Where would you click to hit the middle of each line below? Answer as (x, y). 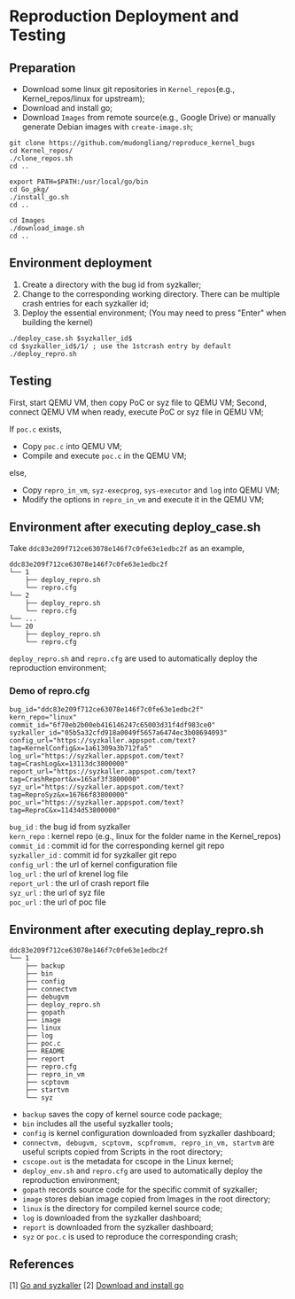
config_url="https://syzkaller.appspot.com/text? (103, 740)
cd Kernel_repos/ (41, 151)
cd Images (27, 221)
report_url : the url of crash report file (79, 883)
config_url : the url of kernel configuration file (93, 864)
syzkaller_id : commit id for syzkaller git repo (93, 855)
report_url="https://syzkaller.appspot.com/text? (103, 771)
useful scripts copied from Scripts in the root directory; (122, 1151)
